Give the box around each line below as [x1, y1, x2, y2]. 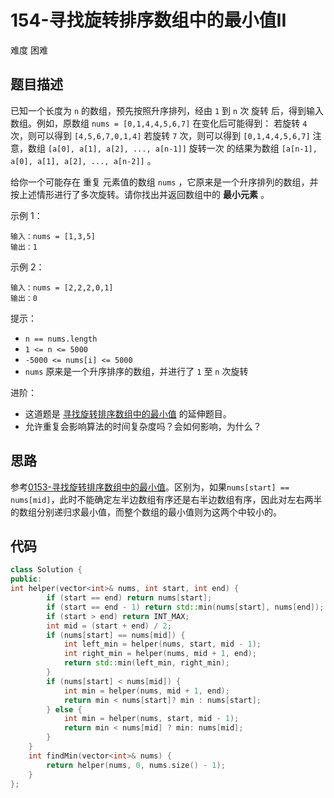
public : [10, 574, 43, 585]
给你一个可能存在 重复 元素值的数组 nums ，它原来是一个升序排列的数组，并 [10, 176, 319, 188]
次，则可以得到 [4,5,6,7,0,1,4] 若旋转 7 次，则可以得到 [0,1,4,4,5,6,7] [10, 129, 311, 141]
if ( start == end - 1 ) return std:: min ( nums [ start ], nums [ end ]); [46, 602, 325, 612]
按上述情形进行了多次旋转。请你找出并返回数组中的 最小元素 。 [10, 188, 270, 200]
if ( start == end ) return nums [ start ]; [46, 593, 213, 603]
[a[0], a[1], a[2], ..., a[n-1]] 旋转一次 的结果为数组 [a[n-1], [47, 142, 318, 154]
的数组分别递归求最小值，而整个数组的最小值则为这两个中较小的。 [10, 506, 282, 518]
